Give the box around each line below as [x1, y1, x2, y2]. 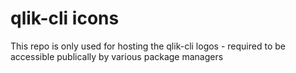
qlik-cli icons [10, 7, 120, 30]
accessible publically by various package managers [10, 50, 224, 62]
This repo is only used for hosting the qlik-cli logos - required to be [10, 40, 286, 52]
